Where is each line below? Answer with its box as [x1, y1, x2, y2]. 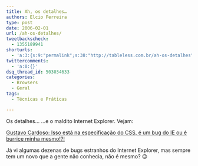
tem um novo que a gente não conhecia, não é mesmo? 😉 [6, 152, 148, 160]
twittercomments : [6, 58, 49, 64]
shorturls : [6, 47, 33, 53]
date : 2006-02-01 [6, 25, 49, 31]
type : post [6, 19, 33, 25]
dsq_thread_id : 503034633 [6, 69, 70, 75]
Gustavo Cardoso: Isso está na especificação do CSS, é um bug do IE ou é [6, 129, 187, 136]
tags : [6, 91, 19, 97]
